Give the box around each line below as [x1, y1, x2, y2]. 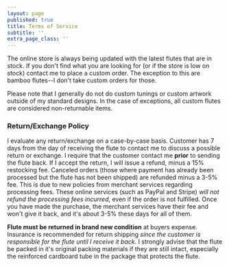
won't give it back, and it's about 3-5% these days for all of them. [7, 210, 192, 218]
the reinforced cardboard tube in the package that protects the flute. [7, 252, 200, 261]
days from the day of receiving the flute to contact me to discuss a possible [7, 144, 221, 152]
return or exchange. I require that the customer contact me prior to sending [7, 152, 221, 160]
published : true [7, 16, 53, 23]
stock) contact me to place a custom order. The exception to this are [7, 69, 201, 78]
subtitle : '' [7, 29, 45, 36]
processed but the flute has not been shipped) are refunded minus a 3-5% [7, 173, 218, 182]
